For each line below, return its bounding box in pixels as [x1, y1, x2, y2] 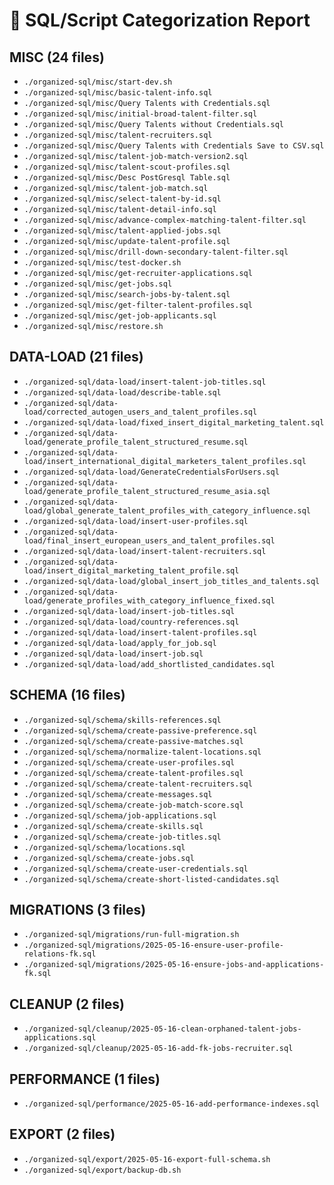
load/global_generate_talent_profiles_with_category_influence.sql [23, 505, 311, 516]
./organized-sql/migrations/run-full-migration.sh [23, 930, 240, 940]
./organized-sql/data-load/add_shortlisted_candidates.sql [23, 659, 276, 669]
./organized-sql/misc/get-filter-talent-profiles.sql [23, 300, 253, 310]
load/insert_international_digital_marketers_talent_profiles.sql [23, 456, 307, 466]
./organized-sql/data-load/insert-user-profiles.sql [23, 516, 249, 526]
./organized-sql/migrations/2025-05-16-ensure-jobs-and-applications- [23, 960, 325, 970]
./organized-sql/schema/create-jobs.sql [23, 853, 195, 863]
